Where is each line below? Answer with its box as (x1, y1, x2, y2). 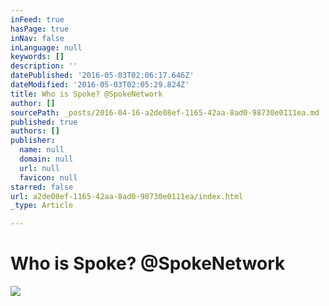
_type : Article (10, 201, 74, 211)
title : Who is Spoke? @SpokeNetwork (10, 89, 163, 99)
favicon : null (19, 172, 78, 183)
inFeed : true (10, 14, 65, 25)
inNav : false (10, 33, 65, 43)
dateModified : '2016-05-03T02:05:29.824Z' (10, 80, 190, 90)
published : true (10, 117, 78, 127)
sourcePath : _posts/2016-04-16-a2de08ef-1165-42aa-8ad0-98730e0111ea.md (10, 107, 320, 118)
